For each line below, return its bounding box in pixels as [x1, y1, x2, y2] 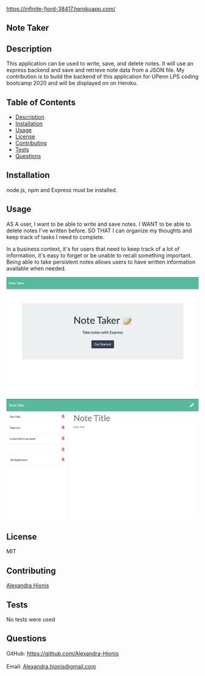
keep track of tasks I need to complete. [6, 233, 105, 240]
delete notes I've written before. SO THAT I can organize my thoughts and [6, 226, 192, 234]
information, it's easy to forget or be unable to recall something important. [6, 251, 192, 259]
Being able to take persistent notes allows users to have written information [6, 258, 196, 266]
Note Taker [6, 23, 49, 33]
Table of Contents [6, 97, 76, 108]
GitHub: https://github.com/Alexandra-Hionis [6, 650, 119, 657]
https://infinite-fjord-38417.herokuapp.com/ [6, 6, 116, 12]
